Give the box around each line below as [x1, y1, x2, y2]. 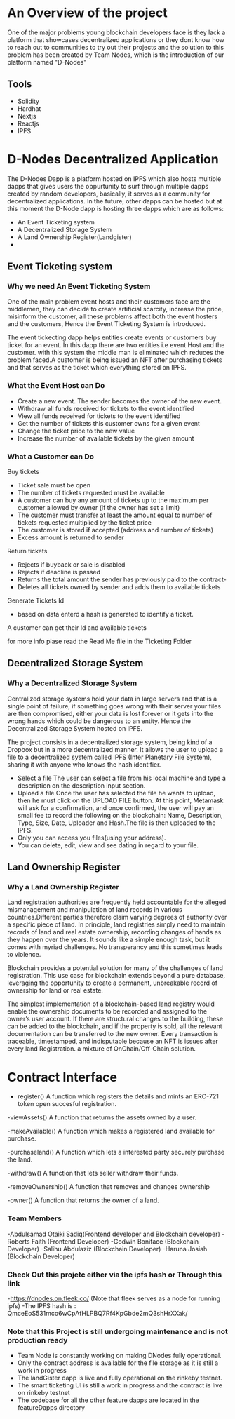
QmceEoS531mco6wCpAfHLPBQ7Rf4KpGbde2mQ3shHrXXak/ [7, 1309, 188, 1317]
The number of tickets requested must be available [17, 488, 165, 497]
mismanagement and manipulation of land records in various [7, 906, 182, 914]
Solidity [17, 97, 40, 105]
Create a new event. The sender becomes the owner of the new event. [17, 396, 222, 405]
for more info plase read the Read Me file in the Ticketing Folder [7, 637, 192, 645]
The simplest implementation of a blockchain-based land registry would [7, 1000, 215, 1008]
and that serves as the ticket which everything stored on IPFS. [7, 363, 187, 372]
